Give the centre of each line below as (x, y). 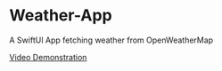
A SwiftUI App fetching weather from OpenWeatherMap (111, 40)
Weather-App (61, 16)
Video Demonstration (48, 57)
